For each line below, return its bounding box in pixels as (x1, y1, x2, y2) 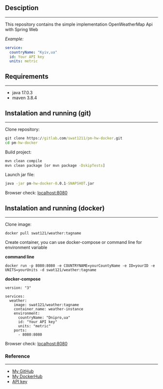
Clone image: (5, 221, 32, 227)
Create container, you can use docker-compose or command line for (5, 239, 142, 245)
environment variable (5, 245, 48, 251)
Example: (5, 36, 24, 42)
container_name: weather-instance (14, 307, 83, 312)
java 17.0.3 (12, 90, 33, 96)
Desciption (5, 4, 39, 12)
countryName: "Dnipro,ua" (17, 315, 70, 320)
